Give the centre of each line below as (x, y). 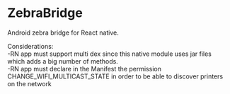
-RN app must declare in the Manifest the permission (84, 69)
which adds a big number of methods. (63, 61)
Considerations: (30, 46)
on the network (29, 83)
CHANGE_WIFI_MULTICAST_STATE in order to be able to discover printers (115, 76)
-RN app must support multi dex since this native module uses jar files (110, 54)
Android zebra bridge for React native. (63, 33)
